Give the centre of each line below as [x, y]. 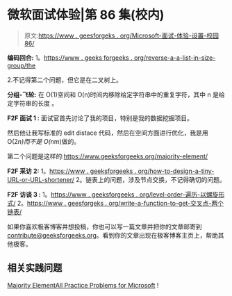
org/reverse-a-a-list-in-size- [175, 58]
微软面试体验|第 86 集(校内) [86, 15]
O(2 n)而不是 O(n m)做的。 [44, 141]
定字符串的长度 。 [32, 103]
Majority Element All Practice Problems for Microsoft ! [83, 285]
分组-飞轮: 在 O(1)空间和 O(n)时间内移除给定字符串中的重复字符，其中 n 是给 [116, 94]
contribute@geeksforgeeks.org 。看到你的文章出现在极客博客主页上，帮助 [113, 235]
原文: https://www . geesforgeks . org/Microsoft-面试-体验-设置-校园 [121, 35]
